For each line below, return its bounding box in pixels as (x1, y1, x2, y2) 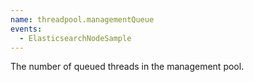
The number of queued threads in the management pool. (10, 61, 245, 73)
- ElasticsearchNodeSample (19, 33, 132, 43)
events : (10, 24, 43, 34)
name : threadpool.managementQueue (10, 14, 155, 25)
